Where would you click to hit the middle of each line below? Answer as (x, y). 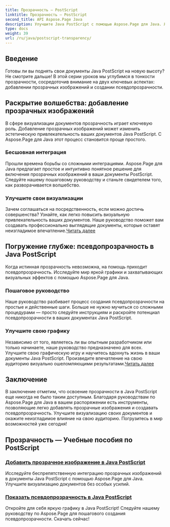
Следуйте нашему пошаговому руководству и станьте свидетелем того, (84, 179)
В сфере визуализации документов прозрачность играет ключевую (79, 123)
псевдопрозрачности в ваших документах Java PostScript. (69, 318)
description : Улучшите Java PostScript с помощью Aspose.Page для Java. (83, 24)
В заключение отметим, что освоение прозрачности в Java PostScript (81, 392)
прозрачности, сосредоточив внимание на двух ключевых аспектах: (80, 82)
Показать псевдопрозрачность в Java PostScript (69, 497)
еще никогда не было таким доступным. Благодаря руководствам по (80, 397)
